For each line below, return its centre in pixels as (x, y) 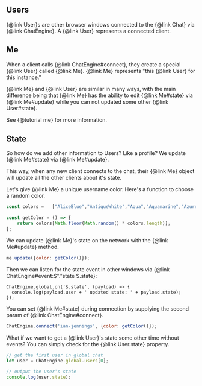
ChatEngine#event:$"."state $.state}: (52, 276)
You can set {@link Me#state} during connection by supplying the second (98, 308)
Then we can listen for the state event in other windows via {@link (88, 269)
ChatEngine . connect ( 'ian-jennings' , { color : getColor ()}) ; (82, 326)
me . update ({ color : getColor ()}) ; (48, 258)
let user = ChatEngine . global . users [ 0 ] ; (58, 361)
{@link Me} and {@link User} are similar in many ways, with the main (91, 89)
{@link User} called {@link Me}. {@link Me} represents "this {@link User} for (101, 71)
